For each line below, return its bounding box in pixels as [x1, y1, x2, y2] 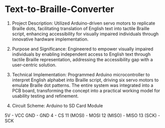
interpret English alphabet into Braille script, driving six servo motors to [12, 77, 159, 83]
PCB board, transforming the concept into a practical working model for [12, 87, 160, 93]
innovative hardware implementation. [12, 36, 89, 42]
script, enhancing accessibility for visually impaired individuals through [12, 31, 159, 37]
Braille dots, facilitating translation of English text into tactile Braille [12, 25, 150, 31]
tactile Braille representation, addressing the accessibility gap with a [12, 56, 153, 62]
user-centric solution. [12, 62, 57, 68]
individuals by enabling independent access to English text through [12, 51, 151, 57]
